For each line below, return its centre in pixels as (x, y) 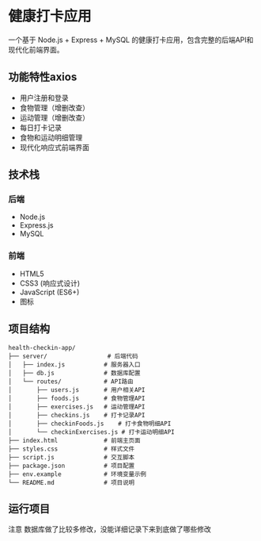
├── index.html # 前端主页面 (74, 440)
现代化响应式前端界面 (54, 147)
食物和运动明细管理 (51, 137)
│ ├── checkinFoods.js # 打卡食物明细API (90, 424)
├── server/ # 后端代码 (73, 356)
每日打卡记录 (40, 127)
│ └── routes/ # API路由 (71, 382)
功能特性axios (43, 77)
